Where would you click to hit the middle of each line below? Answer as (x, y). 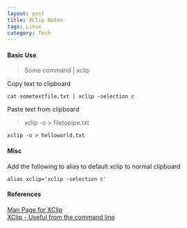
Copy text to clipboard (39, 84)
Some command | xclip (57, 71)
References (24, 194)
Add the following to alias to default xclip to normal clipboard (94, 166)
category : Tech (29, 33)
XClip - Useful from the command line (61, 217)
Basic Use (22, 55)
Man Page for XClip (35, 209)
